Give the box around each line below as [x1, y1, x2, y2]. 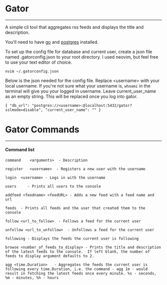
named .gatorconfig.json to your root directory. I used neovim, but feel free [5, 54, 159, 60]
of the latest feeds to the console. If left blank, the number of [5, 249, 150, 254]
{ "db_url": [5, 103, 30, 108]
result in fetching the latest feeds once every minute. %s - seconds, [5, 271, 157, 276]
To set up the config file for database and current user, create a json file [5, 48, 153, 55]
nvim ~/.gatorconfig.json [5, 69, 59, 74]
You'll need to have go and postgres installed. [5, 39, 99, 45]
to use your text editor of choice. [5, 59, 72, 65]
